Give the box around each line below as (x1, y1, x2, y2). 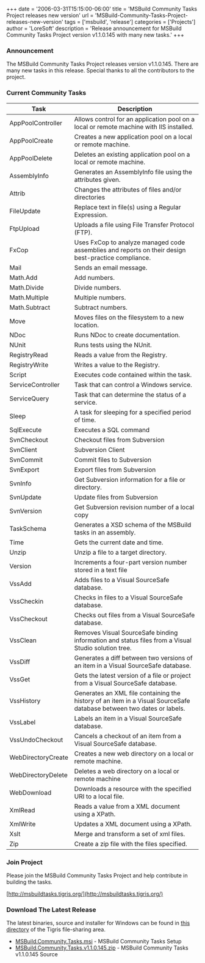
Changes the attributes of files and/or (74, 185, 182, 193)
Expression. (74, 211, 108, 219)
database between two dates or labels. (74, 704, 185, 713)
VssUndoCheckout (9, 735, 63, 744)
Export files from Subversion (74, 465, 156, 474)
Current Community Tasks (6, 89, 87, 97)
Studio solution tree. (74, 643, 132, 652)
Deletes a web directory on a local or (74, 766, 180, 775)
